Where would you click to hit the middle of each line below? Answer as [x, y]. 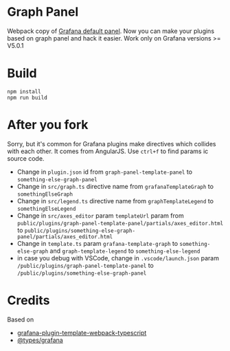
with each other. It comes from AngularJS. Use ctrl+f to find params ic [108, 151]
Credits [28, 300]
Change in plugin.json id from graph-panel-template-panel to [105, 172]
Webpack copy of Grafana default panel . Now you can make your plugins [111, 31]
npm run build [27, 98]
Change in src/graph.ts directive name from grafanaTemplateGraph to [115, 186]
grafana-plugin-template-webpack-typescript [82, 332]
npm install [24, 91]
